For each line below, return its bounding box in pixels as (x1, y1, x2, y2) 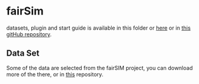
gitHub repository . (6, 30, 52, 37)
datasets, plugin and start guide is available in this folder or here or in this (6, 24, 191, 31)
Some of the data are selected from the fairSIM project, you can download (6, 64, 194, 71)
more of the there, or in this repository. (6, 71, 104, 78)
